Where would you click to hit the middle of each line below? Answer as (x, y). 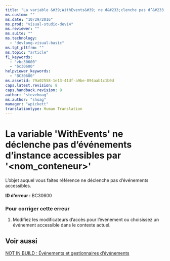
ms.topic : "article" (27, 52)
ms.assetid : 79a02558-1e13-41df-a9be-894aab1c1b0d (60, 81)
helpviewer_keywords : (28, 71)
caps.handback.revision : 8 (34, 90)
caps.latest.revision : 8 (31, 85)
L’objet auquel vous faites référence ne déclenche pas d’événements (77, 180)
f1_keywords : (19, 57)
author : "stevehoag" (27, 95)
